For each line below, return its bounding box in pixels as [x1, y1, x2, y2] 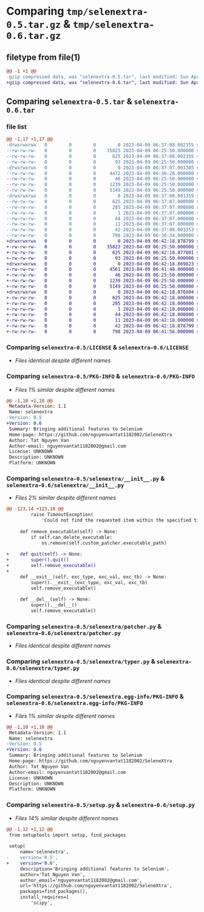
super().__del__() [30, 602, 78, 608]
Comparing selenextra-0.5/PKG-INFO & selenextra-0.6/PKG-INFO [6, 372, 195, 381]
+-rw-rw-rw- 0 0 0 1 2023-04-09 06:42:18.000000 [6, 306, 194, 312]
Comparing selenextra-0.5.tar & [6, 96, 132, 107]
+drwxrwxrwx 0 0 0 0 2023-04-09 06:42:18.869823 [6, 260, 194, 267]
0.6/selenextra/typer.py [6, 665, 80, 672]
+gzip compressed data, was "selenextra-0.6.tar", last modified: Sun [6, 79, 189, 86]
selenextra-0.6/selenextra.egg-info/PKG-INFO [6, 700, 144, 707]
